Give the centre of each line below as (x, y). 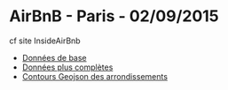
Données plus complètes (67, 67)
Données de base (54, 57)
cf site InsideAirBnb (45, 41)
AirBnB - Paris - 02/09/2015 (114, 16)
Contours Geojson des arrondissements (95, 76)
